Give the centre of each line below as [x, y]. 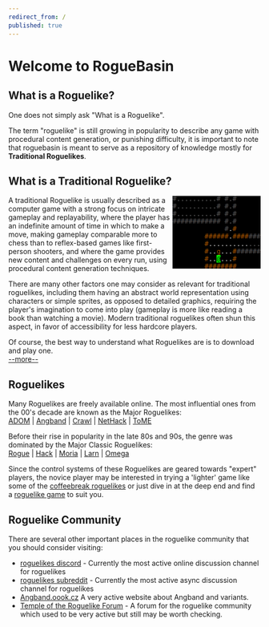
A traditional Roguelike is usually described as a [87, 200]
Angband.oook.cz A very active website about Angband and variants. [134, 597]
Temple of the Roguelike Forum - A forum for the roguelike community [136, 605]
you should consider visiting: [56, 547]
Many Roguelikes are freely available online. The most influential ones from [132, 404]
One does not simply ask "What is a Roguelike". [86, 115]
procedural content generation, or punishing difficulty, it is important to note [133, 139]
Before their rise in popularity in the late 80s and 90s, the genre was [121, 436]
